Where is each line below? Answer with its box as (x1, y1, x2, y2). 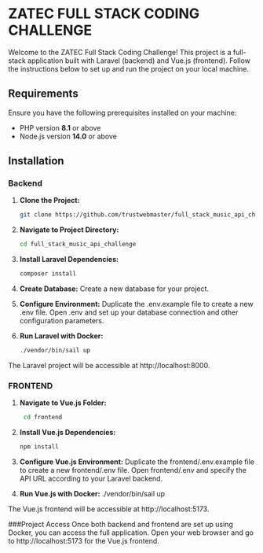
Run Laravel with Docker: (19, 331, 104, 341)
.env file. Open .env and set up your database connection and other (19, 308, 239, 317)
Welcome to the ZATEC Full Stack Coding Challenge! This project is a (8, 47, 232, 57)
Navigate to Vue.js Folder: (19, 398, 107, 407)
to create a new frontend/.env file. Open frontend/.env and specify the (19, 465, 247, 474)
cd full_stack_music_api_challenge (19, 241, 137, 249)
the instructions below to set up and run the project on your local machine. (8, 64, 250, 73)
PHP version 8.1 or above (19, 123, 101, 132)
